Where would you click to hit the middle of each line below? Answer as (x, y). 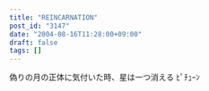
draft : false (34, 42)
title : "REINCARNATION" (54, 17)
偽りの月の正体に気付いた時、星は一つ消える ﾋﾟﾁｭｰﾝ (104, 78)
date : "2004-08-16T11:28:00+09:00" (76, 34)
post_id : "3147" (39, 26)
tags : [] (26, 51)
